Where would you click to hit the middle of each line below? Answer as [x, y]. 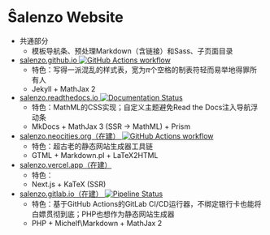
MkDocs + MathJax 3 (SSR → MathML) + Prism [111, 126]
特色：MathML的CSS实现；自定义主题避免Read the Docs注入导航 [141, 107]
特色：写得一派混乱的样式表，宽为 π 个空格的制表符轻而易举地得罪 [141, 70]
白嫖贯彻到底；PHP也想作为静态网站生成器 [103, 214]
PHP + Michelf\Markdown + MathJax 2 [97, 223]
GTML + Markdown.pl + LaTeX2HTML [95, 155]
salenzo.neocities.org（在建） [70, 136]
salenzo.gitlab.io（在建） [61, 194]
